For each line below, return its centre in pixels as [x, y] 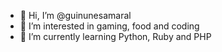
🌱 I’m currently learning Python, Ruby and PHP [115, 36]
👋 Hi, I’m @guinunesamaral [75, 15]
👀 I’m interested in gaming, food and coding [109, 26]
